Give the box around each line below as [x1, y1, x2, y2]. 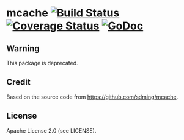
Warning [6, 43, 40, 54]
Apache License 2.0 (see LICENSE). [6, 127, 97, 134]
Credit [6, 77, 31, 88]
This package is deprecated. [6, 60, 78, 66]
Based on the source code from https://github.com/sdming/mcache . [6, 93, 178, 100]
